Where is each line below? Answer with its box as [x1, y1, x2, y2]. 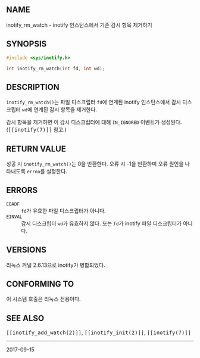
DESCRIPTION [6, 82, 60, 92]
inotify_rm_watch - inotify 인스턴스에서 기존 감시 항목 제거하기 [6, 21, 153, 29]
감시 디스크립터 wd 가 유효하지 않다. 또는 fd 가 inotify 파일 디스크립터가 [21, 220, 182, 227]
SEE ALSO [6, 313, 45, 323]
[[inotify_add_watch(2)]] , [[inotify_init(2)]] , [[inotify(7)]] [6, 329, 192, 336]
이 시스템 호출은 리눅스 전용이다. [6, 295, 82, 303]
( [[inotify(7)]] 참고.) [6, 126, 67, 133]
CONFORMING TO [6, 279, 74, 289]
